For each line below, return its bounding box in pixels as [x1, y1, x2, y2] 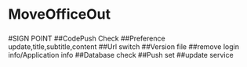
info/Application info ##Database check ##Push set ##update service [8, 50, 234, 59]
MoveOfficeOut [8, 5, 111, 23]
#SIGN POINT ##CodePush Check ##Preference [8, 33, 166, 43]
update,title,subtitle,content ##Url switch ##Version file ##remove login [8, 41, 239, 51]
